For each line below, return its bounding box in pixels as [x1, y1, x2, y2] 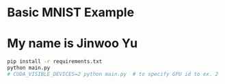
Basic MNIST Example [7, 5, 135, 20]
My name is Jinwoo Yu [7, 36, 138, 51]
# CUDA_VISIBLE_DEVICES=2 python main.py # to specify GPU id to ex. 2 [7, 70, 219, 77]
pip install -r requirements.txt [7, 58, 103, 65]
